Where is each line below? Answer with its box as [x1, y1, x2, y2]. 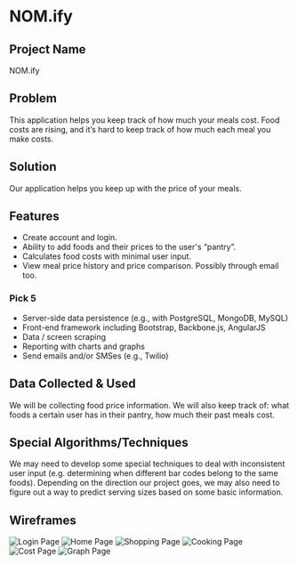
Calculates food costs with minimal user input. [21, 251, 191, 262]
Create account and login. [21, 232, 117, 243]
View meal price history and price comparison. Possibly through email [21, 261, 279, 271]
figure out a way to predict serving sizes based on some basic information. [9, 487, 284, 497]
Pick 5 [9, 292, 37, 304]
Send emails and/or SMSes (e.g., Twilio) [21, 350, 169, 361]
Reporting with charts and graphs [21, 341, 145, 351]
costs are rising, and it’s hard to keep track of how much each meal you [9, 124, 271, 134]
